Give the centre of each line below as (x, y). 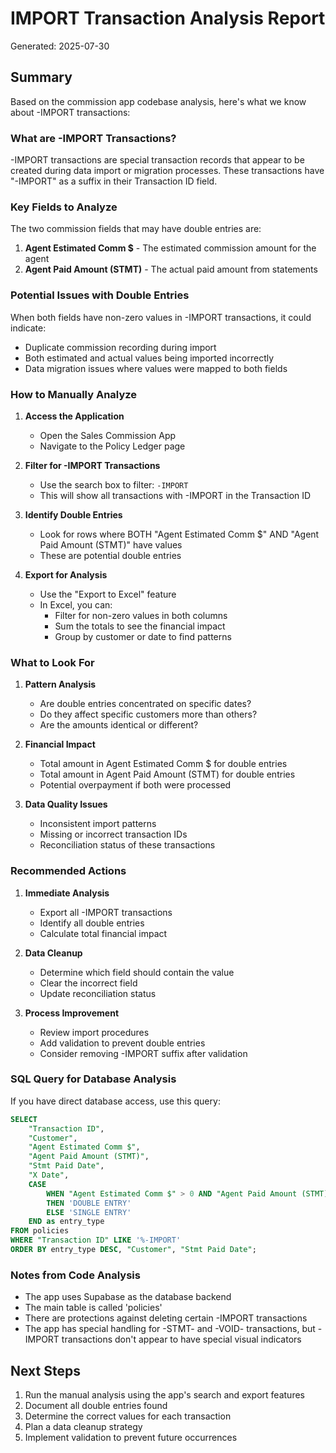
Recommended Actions (68, 871)
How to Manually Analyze (74, 394)
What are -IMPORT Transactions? (93, 138)
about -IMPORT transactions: (70, 112)
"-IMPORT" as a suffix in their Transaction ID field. (114, 181)
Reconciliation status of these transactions (127, 845)
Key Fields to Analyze (64, 207)
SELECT (24, 1119)
